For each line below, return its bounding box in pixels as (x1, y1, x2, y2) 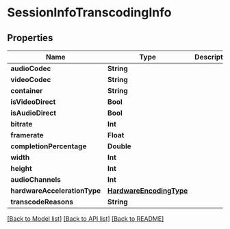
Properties (7, 32, 53, 44)
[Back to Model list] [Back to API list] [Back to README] (7, 215, 164, 223)
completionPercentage (10, 142, 87, 151)
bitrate (10, 120, 33, 129)
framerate (10, 131, 44, 139)
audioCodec (10, 64, 51, 73)
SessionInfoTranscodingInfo (7, 5, 172, 21)
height (10, 164, 32, 173)
